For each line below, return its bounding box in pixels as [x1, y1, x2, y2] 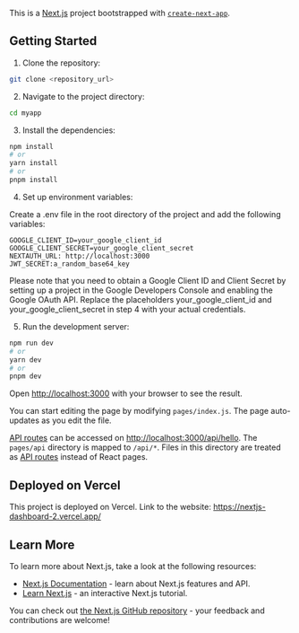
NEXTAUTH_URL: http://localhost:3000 [9, 251, 150, 260]
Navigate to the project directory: [21, 91, 145, 101]
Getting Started [9, 33, 98, 48]
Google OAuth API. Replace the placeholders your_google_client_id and [9, 294, 272, 304]
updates [9, 415, 40, 426]
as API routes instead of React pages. [9, 452, 149, 462]
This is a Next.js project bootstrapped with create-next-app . [9, 8, 231, 18]
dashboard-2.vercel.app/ [9, 511, 101, 522]
